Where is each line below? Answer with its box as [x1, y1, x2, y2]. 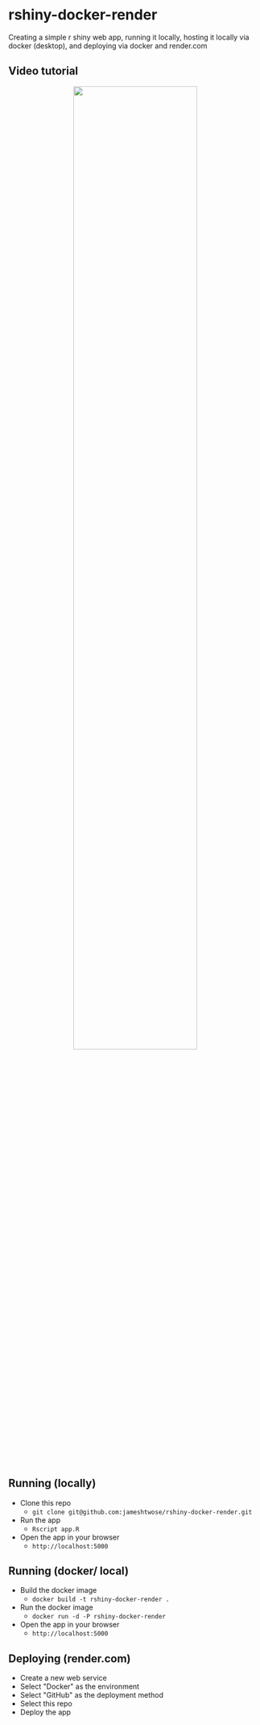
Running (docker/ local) [8, 1564, 129, 1577]
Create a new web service [19, 1673, 107, 1683]
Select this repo [19, 1699, 72, 1709]
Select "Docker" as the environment [19, 1681, 139, 1691]
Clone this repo [19, 1498, 71, 1507]
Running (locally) [8, 1477, 97, 1490]
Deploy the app [19, 1707, 71, 1717]
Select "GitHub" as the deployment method [19, 1690, 163, 1700]
